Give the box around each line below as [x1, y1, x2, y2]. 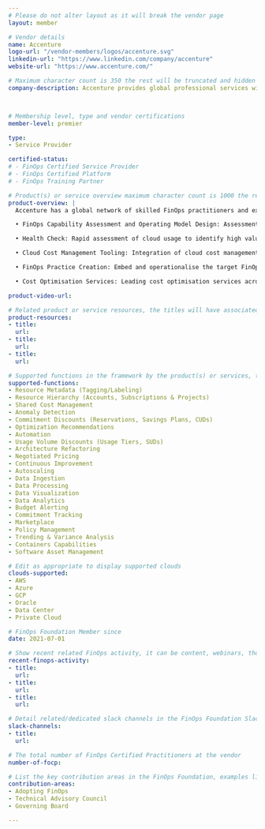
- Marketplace [8, 519, 55, 527]
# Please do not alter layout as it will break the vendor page [8, 11, 224, 20]
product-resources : [8, 313, 73, 321]
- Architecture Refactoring [8, 445, 101, 453]
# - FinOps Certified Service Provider [8, 163, 140, 171]
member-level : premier [8, 119, 83, 127]
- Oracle [8, 598, 37, 606]
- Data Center [8, 606, 55, 614]
